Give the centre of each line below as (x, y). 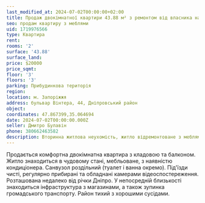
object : (16, 109)
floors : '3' (21, 80)
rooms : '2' (20, 46)
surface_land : (24, 57)
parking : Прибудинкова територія (49, 86)
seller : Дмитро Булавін (37, 126)
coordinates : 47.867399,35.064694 (50, 114)
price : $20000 (24, 63)
